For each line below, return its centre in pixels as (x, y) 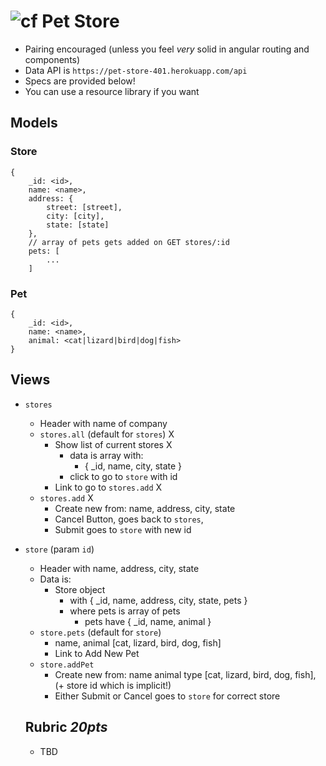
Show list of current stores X (113, 444)
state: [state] (78, 225)
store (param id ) (59, 549)
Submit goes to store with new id (123, 529)
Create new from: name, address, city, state (145, 508)
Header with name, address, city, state (119, 568)
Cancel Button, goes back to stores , (129, 519)
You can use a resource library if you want (112, 91)
